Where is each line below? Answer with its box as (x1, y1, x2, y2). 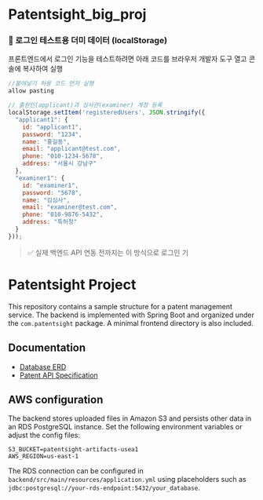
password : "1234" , (22, 130, 82, 138)
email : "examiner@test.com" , (22, 203, 118, 211)
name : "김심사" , (22, 196, 71, 204)
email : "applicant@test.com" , (22, 145, 122, 153)
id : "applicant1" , (22, 123, 82, 131)
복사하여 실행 (22, 64, 63, 74)
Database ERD (19, 362, 67, 371)
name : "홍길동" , (22, 137, 71, 146)
